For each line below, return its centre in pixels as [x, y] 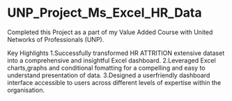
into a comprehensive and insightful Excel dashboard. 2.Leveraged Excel [111, 60]
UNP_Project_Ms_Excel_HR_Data [105, 13]
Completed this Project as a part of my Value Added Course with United [110, 32]
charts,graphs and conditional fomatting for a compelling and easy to [106, 68]
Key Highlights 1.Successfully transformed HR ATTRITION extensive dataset [116, 53]
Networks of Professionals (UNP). [56, 39]
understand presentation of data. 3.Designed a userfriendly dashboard [109, 75]
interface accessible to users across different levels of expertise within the [114, 82]
